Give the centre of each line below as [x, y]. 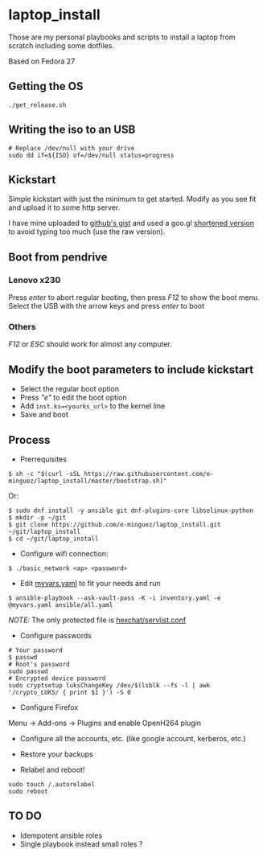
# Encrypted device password [57, 678]
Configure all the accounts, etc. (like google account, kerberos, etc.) [133, 738]
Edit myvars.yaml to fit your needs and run [90, 583]
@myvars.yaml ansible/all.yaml [61, 605]
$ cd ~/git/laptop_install [53, 539]
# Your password [35, 650]
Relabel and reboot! [52, 769]
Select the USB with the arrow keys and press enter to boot [107, 306]
